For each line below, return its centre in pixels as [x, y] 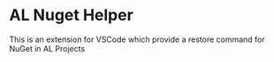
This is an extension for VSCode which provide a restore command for [137, 39]
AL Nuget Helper [72, 15]
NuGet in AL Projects [47, 48]
